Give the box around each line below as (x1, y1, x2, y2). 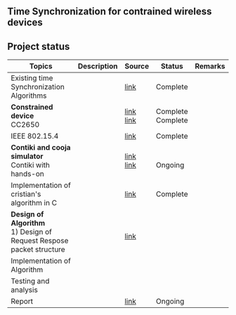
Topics (29, 61, 53, 71)
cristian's (11, 189, 41, 199)
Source (124, 61, 150, 71)
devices (7, 17, 44, 29)
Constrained (11, 102, 53, 112)
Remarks (195, 61, 225, 71)
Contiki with (11, 160, 51, 170)
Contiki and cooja (11, 143, 72, 153)
